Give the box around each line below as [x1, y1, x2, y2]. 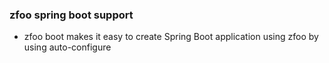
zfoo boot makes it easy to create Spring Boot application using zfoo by [23, 31, 319, 43]
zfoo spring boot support [9, 8, 134, 22]
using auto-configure [23, 41, 112, 53]
